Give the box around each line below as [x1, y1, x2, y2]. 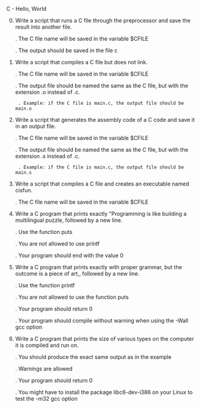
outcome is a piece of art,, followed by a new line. [15, 270, 140, 277]
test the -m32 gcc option [15, 395, 78, 402]
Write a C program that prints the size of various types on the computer [15, 335, 194, 342]
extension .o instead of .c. [15, 89, 80, 96]
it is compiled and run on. [15, 342, 79, 349]
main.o [15, 105, 32, 112]
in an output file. [15, 122, 56, 130]
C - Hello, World [6, 5, 47, 12]
